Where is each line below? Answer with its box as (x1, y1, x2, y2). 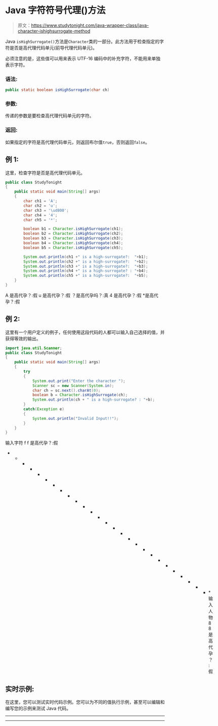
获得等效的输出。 (5, 335, 41, 342)
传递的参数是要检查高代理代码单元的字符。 (5, 113, 94, 119)
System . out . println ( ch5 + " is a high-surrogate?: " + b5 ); (23, 273, 148, 278)
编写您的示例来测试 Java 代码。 (5, 705, 71, 711)
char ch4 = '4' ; (23, 213, 58, 218)
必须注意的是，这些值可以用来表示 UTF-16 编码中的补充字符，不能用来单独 (5, 55, 161, 61)
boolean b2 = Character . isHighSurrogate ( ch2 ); (23, 231, 123, 236)
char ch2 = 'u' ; (23, 203, 58, 208)
